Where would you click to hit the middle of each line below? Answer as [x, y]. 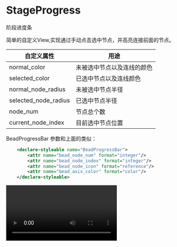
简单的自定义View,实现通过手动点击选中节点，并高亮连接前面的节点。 [90, 40]
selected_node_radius [40, 100]
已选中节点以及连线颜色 [108, 79]
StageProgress [43, 10]
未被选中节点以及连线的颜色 [114, 67]
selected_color [29, 78]
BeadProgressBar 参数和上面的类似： [52, 138]
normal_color [27, 67]
